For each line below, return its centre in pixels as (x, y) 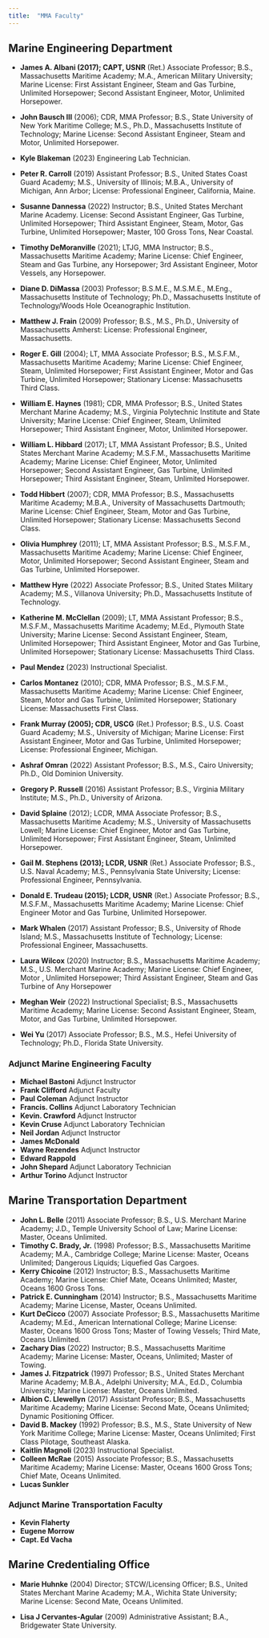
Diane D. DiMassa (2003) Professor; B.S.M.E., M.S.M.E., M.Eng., (126, 289)
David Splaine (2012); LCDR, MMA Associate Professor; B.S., (120, 813)
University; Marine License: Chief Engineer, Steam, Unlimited (120, 421)
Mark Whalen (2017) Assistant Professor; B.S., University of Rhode (130, 929)
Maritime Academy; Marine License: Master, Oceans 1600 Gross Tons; (136, 1467)
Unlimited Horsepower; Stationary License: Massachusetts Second (130, 520)
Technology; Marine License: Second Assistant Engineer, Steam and (132, 134)
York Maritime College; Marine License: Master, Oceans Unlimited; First (138, 1433)
